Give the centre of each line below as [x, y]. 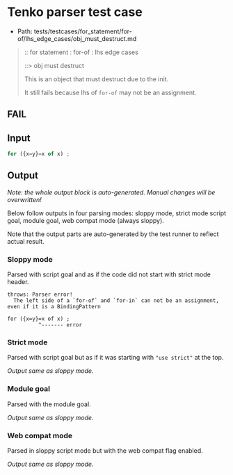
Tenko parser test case [75, 12]
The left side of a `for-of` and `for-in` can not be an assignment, [116, 301]
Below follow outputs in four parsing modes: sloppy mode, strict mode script [117, 213]
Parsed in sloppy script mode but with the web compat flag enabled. [105, 451]
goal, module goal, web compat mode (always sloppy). [86, 220]
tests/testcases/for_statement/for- [83, 31]
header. [18, 282]
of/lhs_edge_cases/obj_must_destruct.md [77, 38]
